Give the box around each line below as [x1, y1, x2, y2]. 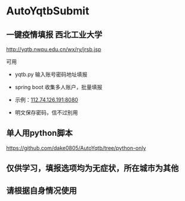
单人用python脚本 [6, 128, 73, 138]
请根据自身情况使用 [6, 185, 77, 196]
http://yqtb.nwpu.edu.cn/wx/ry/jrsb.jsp [6, 46, 101, 53]
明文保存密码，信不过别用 [14, 109, 78, 116]
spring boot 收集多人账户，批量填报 [14, 84, 103, 90]
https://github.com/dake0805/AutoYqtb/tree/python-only [6, 144, 146, 151]
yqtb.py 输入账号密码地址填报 [14, 71, 88, 78]
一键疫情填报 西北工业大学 [6, 29, 103, 39]
